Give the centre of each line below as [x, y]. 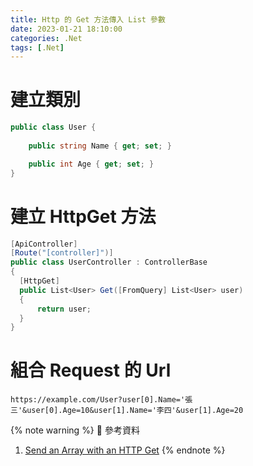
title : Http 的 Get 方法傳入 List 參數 [88, 19]
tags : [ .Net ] [37, 47]
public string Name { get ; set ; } [100, 146]
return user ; [64, 309]
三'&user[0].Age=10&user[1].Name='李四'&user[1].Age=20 [127, 411]
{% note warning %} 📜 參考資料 [75, 430]
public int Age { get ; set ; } [91, 164]
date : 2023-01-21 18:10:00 [66, 29]
